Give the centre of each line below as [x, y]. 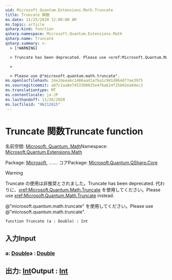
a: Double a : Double [30, 253]
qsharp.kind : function [29, 29]
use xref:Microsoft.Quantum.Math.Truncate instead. [60, 196]
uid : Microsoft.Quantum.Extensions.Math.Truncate [59, 10]
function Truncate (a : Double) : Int [47, 221]
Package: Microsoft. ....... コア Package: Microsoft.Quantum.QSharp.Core [81, 163]
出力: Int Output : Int [37, 271]
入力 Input [20, 238]
